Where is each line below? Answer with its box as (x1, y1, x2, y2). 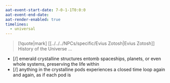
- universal (10, 26, 36, 32)
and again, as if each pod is (12, 72, 71, 78)
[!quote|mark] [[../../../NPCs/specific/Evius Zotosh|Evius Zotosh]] (17, 40, 155, 46)
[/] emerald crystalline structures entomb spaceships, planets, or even (12, 56, 161, 62)
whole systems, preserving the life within (12, 61, 100, 67)
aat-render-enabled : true (5, 17, 60, 22)
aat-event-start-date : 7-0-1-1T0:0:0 (5, 7, 86, 13)
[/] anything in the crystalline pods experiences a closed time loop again (12, 67, 165, 73)
